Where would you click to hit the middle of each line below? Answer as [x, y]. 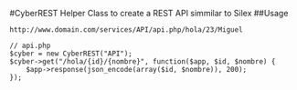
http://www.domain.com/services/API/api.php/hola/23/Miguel [127, 30]
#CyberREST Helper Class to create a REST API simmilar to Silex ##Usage [149, 13]
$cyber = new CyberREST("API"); [71, 54]
